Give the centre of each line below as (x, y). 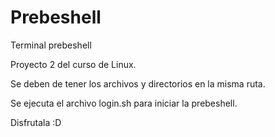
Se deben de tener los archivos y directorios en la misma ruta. (138, 83)
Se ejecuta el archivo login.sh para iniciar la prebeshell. (124, 103)
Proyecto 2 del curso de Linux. (73, 64)
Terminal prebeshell (51, 45)
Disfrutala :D (36, 122)
